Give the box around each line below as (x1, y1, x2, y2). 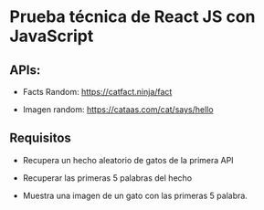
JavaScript (9, 26, 94, 47)
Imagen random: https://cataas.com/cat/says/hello (22, 104, 214, 115)
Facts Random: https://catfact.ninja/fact (22, 87, 173, 97)
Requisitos (9, 131, 71, 146)
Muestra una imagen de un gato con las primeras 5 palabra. (22, 190, 248, 201)
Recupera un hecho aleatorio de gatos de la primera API (22, 154, 235, 165)
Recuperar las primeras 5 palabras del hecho (22, 172, 193, 184)
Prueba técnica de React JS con (9, 6, 256, 27)
